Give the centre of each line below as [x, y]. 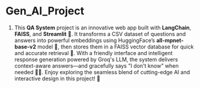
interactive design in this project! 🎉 [57, 78]
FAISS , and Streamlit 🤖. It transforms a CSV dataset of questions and [100, 34]
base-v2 [25, 47]
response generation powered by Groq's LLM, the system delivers [96, 59]
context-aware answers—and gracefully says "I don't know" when [96, 66]
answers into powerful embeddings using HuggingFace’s [85, 40]
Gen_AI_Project [45, 11]
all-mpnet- [170, 40]
